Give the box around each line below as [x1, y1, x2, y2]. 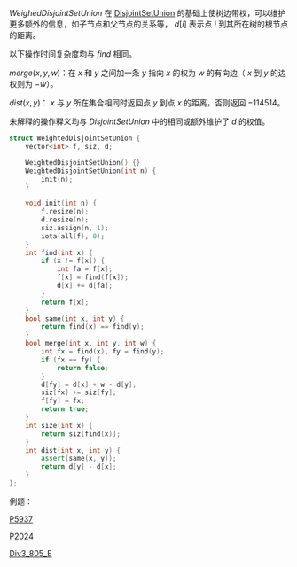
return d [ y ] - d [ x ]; [41, 462, 117, 471]
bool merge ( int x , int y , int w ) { [25, 339, 157, 348]
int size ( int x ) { [25, 421, 93, 430]
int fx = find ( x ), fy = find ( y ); [41, 347, 165, 356]
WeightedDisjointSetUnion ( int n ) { [25, 167, 157, 175]
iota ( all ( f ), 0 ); [41, 231, 105, 241]
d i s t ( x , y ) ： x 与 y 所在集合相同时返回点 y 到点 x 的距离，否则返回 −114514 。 [9, 97, 285, 108]
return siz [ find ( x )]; [41, 429, 121, 439]
